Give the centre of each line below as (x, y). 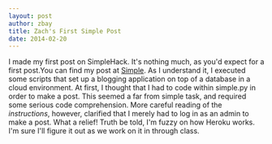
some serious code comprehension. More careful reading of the (115, 105)
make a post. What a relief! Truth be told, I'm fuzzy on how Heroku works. (132, 122)
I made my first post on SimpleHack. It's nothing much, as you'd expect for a (136, 62)
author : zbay (30, 24)
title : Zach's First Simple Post (65, 31)
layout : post (30, 16)
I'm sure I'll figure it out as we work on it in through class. (104, 131)
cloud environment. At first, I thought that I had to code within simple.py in (132, 88)
